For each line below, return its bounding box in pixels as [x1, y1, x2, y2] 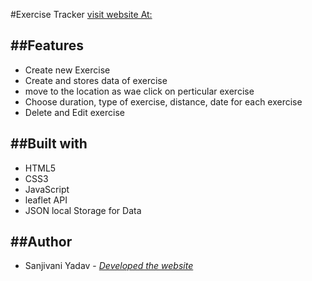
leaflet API [24, 194, 68, 206]
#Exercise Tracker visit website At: [10, 9, 153, 20]
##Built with [10, 135, 88, 153]
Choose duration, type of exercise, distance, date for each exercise [24, 95, 303, 108]
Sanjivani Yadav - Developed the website [24, 260, 194, 272]
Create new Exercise [24, 64, 111, 76]
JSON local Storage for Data [24, 204, 142, 216]
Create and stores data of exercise [24, 74, 168, 86]
